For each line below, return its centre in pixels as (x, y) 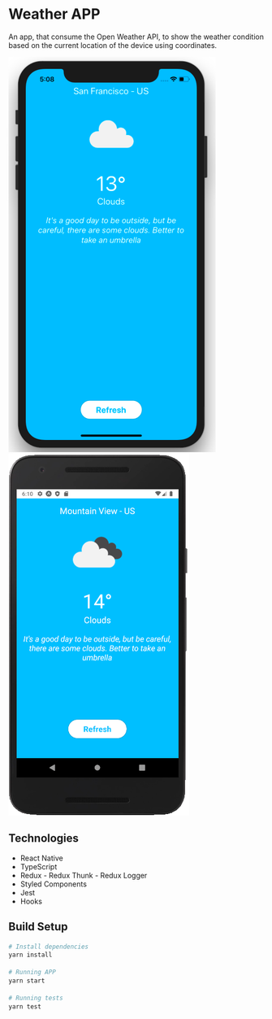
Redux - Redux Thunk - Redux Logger (84, 875)
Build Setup (38, 927)
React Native (41, 858)
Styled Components (54, 884)
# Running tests (36, 998)
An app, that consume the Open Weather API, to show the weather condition (136, 37)
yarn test (25, 1006)
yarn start (27, 981)
